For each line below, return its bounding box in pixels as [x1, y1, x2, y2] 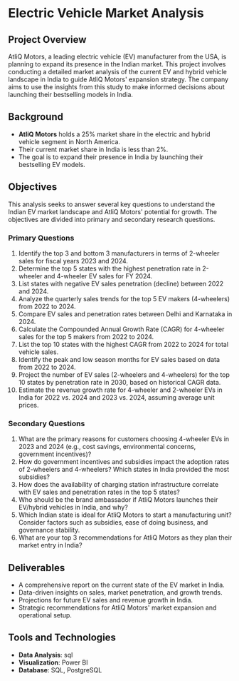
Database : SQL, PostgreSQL [18, 665, 102, 674]
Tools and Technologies [8, 632, 117, 644]
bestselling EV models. [18, 160, 86, 168]
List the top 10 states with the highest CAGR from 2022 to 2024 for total [18, 340, 229, 348]
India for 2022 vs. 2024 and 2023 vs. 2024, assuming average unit [18, 393, 215, 401]
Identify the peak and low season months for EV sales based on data [18, 355, 220, 363]
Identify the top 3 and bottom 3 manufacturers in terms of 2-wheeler [18, 248, 220, 258]
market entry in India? [18, 541, 83, 550]
